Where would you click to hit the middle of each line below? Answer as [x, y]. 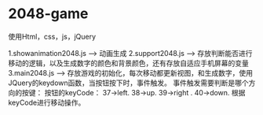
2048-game [48, 14]
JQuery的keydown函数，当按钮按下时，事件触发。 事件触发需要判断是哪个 [128, 83]
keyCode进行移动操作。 [47, 102]
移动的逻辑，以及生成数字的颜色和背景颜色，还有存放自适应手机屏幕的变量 [128, 63]
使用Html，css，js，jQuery [52, 36]
